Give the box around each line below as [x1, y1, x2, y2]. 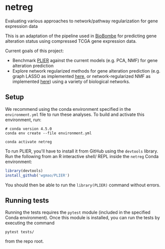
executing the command [5, 220, 55, 226]
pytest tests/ [5, 230, 35, 235]
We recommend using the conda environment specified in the [5, 106, 131, 112]
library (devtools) [5, 168, 43, 173]
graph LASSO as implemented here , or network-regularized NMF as [12, 73, 151, 79]
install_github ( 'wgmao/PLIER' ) [5, 173, 70, 178]
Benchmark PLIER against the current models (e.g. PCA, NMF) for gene [12, 57, 158, 63]
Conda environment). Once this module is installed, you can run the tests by [5, 215, 160, 221]
